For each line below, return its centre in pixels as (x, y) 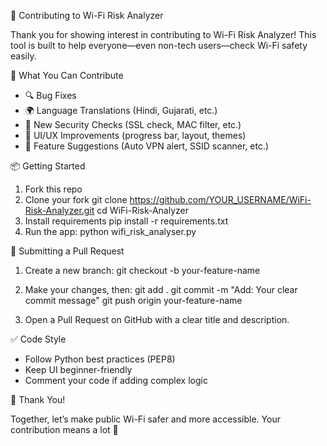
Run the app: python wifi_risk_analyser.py (110, 231)
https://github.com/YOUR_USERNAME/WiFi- (220, 199)
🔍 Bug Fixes (50, 95)
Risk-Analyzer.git (59, 210)
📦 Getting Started (48, 166)
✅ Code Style (38, 339)
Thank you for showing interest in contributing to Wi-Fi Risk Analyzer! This (163, 34)
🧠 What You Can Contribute (67, 75)
